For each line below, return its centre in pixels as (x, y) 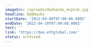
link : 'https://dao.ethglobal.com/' (42, 32)
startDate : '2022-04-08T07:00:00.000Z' (46, 19)
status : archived (23, 37)
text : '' (14, 28)
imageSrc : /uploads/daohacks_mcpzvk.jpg (47, 10)
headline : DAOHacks (25, 14)
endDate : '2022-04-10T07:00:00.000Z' (44, 23)
